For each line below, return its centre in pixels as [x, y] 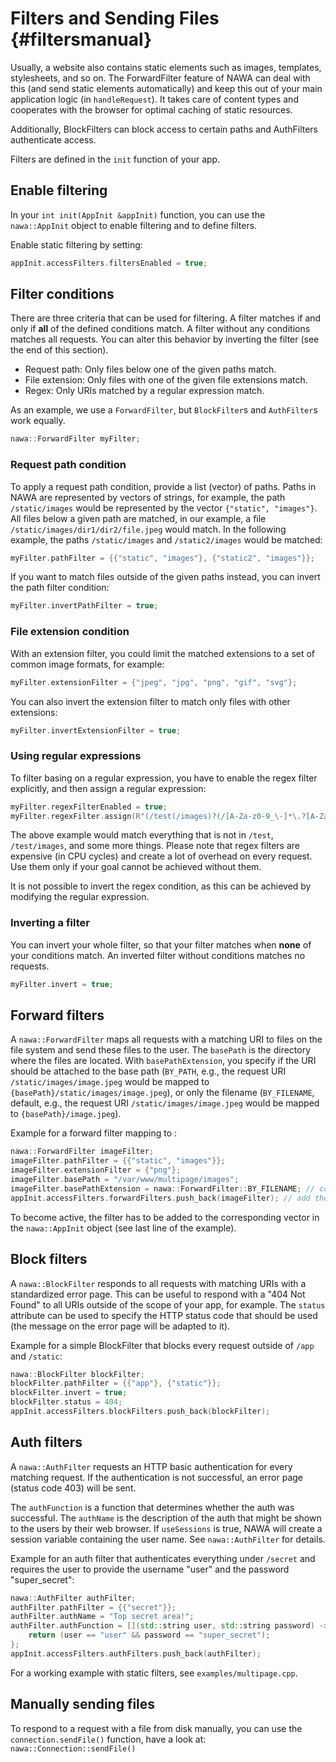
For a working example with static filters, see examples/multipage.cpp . [154, 1673]
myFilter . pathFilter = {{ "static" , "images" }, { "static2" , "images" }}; [162, 558]
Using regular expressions [76, 756]
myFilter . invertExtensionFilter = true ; [96, 730]
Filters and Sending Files [115, 18]
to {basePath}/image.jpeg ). [66, 1114]
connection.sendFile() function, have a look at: [108, 1739]
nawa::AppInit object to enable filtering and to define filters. [134, 225]
